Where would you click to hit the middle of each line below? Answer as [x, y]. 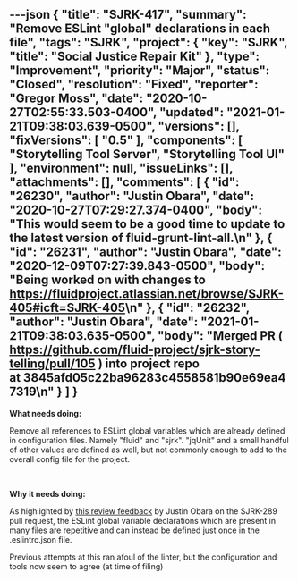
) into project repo [149, 364]
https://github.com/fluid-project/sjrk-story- [135, 350]
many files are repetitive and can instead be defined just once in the [134, 530]
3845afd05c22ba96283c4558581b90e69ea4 [154, 378]
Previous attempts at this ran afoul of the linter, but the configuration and [143, 557]
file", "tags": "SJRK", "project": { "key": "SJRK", [149, 42]
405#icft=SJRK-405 [68, 308]
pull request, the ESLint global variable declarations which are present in [143, 520]
